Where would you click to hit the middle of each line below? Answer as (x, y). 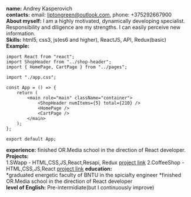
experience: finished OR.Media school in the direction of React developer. (96, 150)
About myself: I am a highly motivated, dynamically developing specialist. (95, 21)
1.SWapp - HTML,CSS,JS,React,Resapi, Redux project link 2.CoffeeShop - (95, 162)
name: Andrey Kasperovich (39, 9)
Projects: (17, 156)
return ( (27, 93)
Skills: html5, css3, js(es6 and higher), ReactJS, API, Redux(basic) (86, 40)
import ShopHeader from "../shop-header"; (59, 62)
